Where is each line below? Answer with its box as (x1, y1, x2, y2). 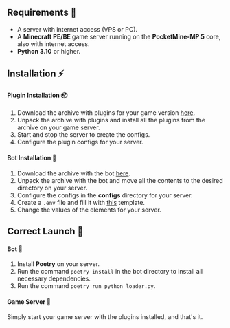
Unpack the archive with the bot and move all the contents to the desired (16, 176, 223, 184)
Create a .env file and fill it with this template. (16, 198, 146, 206)
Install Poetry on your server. (16, 260, 100, 268)
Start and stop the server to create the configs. (16, 131, 150, 139)
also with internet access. (16, 39, 90, 48)
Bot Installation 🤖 (7, 154, 57, 162)
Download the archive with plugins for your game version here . (16, 109, 196, 117)
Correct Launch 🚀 (7, 226, 84, 237)
